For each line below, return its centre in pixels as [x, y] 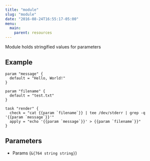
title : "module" [22, 10]
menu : [11, 24]
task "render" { [22, 108]
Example [19, 62]
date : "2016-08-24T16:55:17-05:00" [42, 19]
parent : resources [33, 33]
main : [15, 28]
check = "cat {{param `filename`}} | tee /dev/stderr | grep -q [77, 113]
